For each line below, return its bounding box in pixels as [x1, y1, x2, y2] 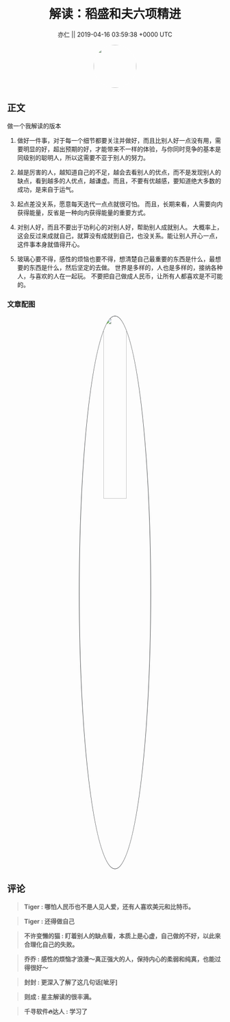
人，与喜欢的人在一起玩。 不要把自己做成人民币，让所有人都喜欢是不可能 [16, 272, 223, 280]
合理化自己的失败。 [23, 940, 79, 949]
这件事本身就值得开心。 [16, 240, 84, 248]
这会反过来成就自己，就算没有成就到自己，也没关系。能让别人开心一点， [16, 231, 221, 240]
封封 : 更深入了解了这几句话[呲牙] [23, 978, 118, 986]
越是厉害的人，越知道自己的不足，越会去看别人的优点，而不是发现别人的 [16, 168, 221, 176]
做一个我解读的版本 [7, 122, 62, 130]
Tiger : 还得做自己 [23, 917, 75, 925]
